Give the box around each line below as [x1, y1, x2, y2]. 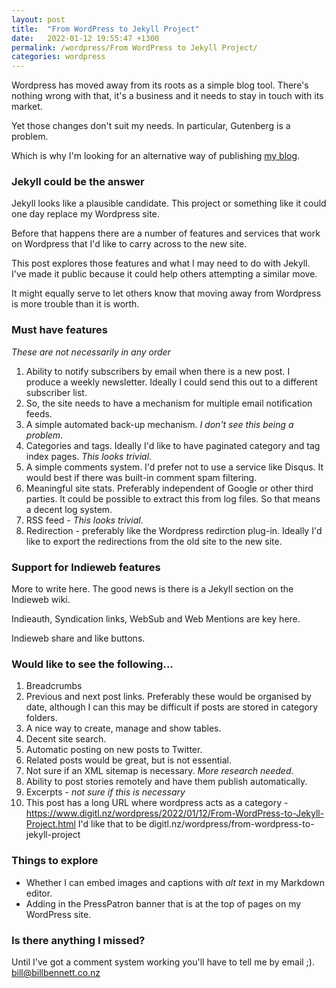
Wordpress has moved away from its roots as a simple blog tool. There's [11, 79, 309, 91]
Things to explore [11, 854, 99, 868]
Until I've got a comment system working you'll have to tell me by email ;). [11, 956, 315, 968]
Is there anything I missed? [11, 933, 146, 947]
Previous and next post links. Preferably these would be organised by [25, 691, 312, 703]
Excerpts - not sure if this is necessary [25, 786, 186, 798]
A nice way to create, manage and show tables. [25, 722, 222, 735]
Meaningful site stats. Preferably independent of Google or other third [25, 482, 314, 494]
